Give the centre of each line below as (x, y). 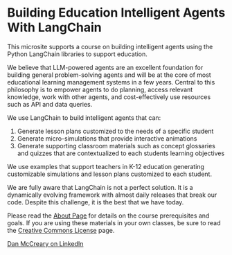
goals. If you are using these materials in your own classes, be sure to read (114, 222)
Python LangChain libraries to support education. (77, 54)
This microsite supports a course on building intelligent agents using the (110, 46)
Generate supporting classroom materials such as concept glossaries (116, 146)
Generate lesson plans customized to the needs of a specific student (115, 131)
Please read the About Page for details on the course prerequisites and (108, 216)
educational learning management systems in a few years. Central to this (111, 82)
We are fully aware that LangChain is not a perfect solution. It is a (100, 187)
